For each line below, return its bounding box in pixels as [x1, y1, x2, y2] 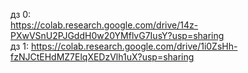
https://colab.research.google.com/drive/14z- [10, 19, 199, 31]
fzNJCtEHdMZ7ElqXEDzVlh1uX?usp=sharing [10, 51, 195, 63]
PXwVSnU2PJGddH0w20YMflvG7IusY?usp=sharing [10, 30, 225, 41]
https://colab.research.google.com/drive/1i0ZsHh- [30, 40, 238, 52]
